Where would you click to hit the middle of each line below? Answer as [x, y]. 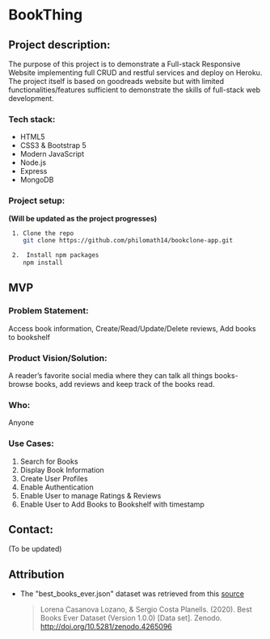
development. [31, 98]
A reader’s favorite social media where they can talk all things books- [123, 376]
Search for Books [49, 461]
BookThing [46, 15]
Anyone [21, 422]
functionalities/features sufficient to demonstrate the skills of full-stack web [135, 90]
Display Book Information [62, 469]
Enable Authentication [57, 487]
